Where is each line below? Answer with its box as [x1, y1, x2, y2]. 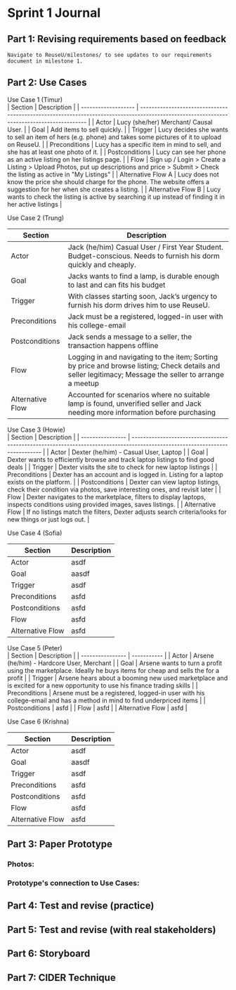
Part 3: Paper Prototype [7, 838, 112, 850]
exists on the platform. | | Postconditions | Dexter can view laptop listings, [7, 477, 221, 486]
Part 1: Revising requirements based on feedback [7, 33, 227, 45]
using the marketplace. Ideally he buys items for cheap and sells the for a [7, 666, 220, 674]
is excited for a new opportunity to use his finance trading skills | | [7, 681, 198, 690]
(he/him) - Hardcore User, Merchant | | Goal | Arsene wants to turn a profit [7, 659, 223, 667]
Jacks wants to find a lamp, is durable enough [67, 271, 220, 281]
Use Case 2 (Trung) [7, 213, 65, 222]
